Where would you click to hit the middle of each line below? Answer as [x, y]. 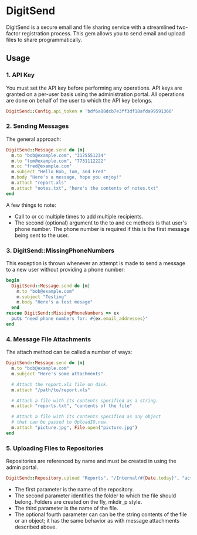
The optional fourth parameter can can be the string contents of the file [101, 514]
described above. [36, 527]
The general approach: [34, 139]
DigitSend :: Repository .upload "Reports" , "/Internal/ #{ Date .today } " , [93, 478]
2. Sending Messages [38, 126]
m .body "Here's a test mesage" [55, 302]
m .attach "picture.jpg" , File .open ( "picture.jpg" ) [74, 428]
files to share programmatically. [44, 39]
